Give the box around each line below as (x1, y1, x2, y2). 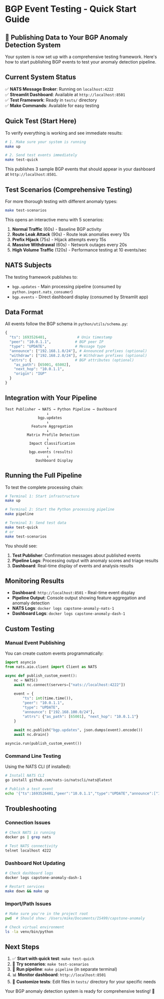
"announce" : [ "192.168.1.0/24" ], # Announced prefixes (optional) (9, 348, 147, 354)
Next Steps (5, 942, 40, 951)
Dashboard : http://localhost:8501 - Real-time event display (12, 590, 135, 596)
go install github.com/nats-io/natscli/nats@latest (5, 778, 112, 783)
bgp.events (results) (29, 449, 73, 455)
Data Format (5, 308, 43, 316)
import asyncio (5, 660, 36, 665)
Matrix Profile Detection (26, 432, 80, 437)
